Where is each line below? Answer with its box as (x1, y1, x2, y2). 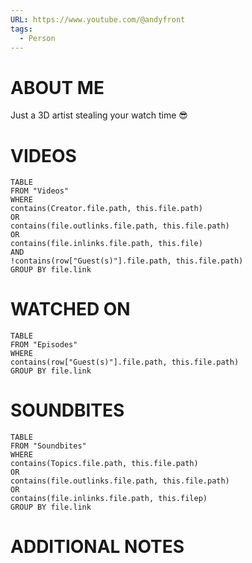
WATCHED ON (10, 298, 131, 321)
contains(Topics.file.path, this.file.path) (10, 459, 199, 469)
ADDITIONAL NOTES (10, 536, 185, 558)
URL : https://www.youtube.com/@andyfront (10, 14, 186, 25)
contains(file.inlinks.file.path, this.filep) (10, 494, 208, 504)
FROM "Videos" (10, 186, 70, 196)
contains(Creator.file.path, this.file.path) (10, 204, 203, 214)
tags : (10, 24, 33, 34)
